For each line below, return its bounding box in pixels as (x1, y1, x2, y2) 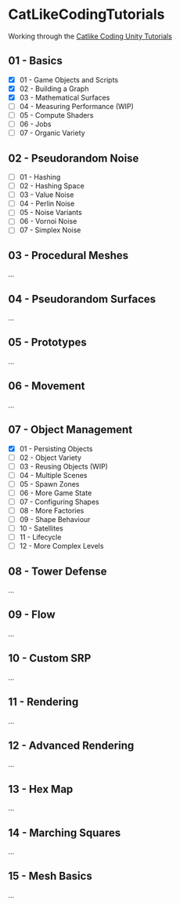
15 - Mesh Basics (8, 870, 92, 883)
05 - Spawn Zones (19, 479, 80, 488)
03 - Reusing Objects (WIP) (19, 462, 108, 471)
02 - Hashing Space (19, 181, 85, 191)
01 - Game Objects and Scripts (19, 75, 119, 84)
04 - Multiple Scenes (19, 470, 88, 480)
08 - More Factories (19, 505, 85, 515)
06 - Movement (8, 379, 85, 393)
